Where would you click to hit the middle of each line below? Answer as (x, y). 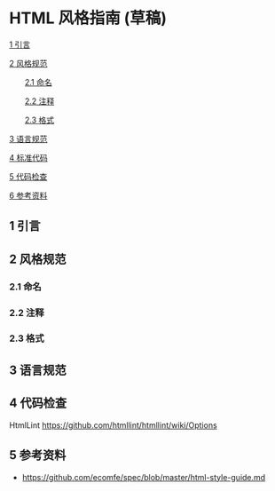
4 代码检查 (38, 404)
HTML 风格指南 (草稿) (88, 18)
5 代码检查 (28, 176)
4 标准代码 (28, 157)
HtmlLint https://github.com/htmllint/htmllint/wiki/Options (113, 425)
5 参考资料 (38, 455)
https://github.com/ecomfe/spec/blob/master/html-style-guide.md (144, 477)
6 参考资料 (28, 195)
